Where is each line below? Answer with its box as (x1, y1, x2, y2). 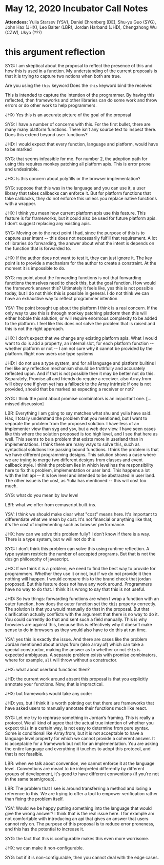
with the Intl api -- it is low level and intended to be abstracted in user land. (5, 472, 156, 478)
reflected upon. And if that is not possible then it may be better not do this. (5, 371, 155, 376)
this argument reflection (5, 47, 106, 58)
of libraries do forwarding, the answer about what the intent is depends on (5, 240, 155, 246)
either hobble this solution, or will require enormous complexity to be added (5, 315, 158, 321)
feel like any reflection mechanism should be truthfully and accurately (5, 365, 145, 371)
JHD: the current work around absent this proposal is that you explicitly (5, 676, 148, 681)
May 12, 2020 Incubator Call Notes (5, 3, 148, 14)
